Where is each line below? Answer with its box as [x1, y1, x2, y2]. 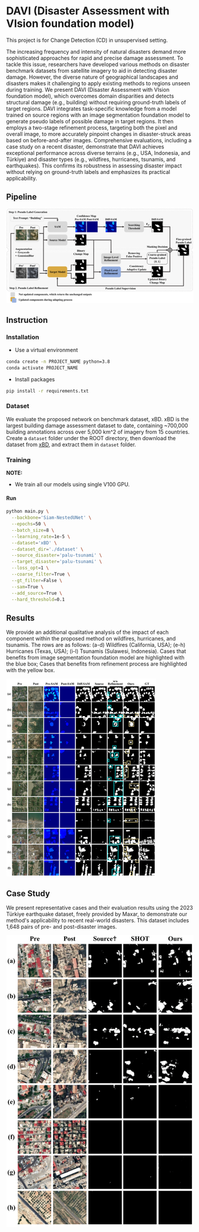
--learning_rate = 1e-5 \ [11, 533, 70, 540]
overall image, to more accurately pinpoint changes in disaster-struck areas [6, 130, 191, 138]
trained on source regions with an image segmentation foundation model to [6, 111, 191, 119]
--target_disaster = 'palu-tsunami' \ [11, 559, 102, 565]
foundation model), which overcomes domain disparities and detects [6, 92, 174, 99]
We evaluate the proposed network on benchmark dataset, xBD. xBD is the [6, 415, 189, 422]
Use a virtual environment [14, 346, 78, 353]
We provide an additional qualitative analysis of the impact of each [6, 629, 169, 636]
